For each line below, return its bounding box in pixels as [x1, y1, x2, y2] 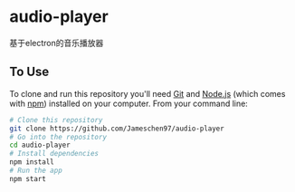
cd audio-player [9, 140, 71, 150]
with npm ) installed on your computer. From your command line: [9, 98, 249, 109]
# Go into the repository [9, 132, 107, 141]
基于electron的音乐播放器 [9, 37, 104, 48]
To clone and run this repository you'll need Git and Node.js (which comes [9, 88, 286, 99]
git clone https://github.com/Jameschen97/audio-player [9, 124, 224, 133]
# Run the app [9, 166, 63, 175]
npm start [9, 174, 47, 183]
